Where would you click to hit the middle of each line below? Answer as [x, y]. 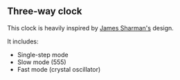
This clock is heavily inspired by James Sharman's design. [91, 28]
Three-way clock [45, 11]
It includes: [23, 41]
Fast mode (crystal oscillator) [59, 69]
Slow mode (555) [42, 62]
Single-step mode [43, 54]
